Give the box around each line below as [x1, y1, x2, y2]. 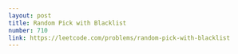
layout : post [8, 11, 52, 20]
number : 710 [8, 26, 48, 34]
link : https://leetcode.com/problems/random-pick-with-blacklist [8, 33, 230, 42]
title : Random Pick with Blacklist [8, 19, 127, 27]
